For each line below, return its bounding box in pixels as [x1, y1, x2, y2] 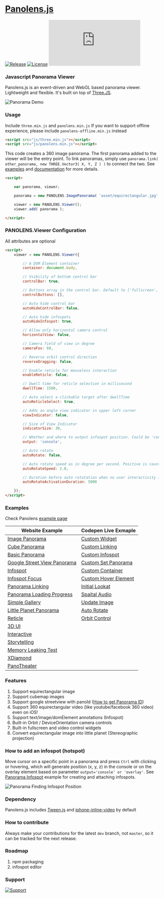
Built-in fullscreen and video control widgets [12, 725, 102, 731]
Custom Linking [81, 543, 117, 550]
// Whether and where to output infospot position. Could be [22, 435, 150, 440]
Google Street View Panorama [7, 559, 77, 566]
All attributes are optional [5, 238, 56, 244]
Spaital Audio [81, 591, 112, 598]
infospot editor [12, 864, 42, 870]
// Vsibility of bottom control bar [22, 274, 97, 279]
